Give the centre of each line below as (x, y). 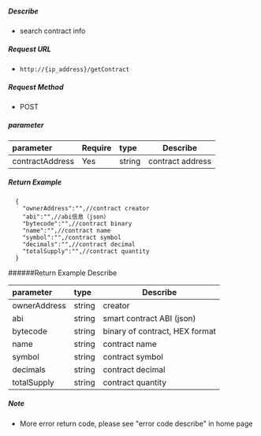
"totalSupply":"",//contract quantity (86, 251)
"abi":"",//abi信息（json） (66, 217)
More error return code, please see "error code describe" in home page (136, 423)
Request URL (30, 49)
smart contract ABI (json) (149, 318)
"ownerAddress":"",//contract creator (86, 208)
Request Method (36, 87)
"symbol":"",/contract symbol (72, 237)
